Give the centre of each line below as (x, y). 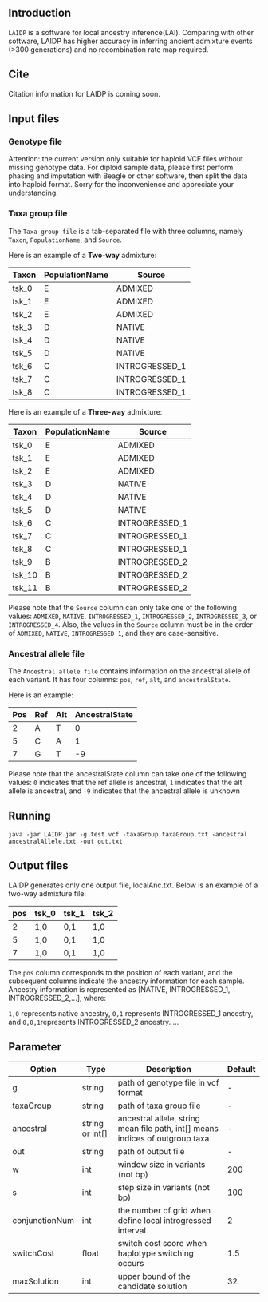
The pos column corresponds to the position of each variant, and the (120, 972)
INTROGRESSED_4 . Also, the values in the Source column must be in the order (130, 624)
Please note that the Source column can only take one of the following (122, 607)
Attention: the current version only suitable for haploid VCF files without (126, 159)
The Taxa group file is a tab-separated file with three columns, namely (126, 231)
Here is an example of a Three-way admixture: (85, 411)
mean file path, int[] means (168, 1129)
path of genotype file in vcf (168, 1083)
